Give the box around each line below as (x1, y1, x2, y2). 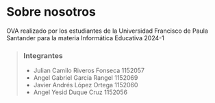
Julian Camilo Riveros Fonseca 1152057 (33, 66, 145, 75)
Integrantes (23, 50, 63, 60)
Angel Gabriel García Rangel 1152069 (33, 74, 138, 82)
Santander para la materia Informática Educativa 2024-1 (6, 33, 165, 42)
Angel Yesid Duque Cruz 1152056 (33, 88, 128, 96)
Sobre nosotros (6, 4, 97, 20)
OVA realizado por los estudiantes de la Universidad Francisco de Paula (6, 27, 208, 35)
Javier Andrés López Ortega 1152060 (33, 81, 138, 89)
